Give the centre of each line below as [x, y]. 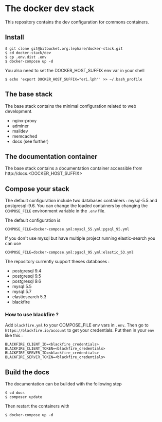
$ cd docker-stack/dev [28, 53]
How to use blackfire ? [32, 315]
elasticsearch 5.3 [29, 297]
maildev [20, 131]
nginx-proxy [24, 120]
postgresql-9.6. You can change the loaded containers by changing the [76, 206]
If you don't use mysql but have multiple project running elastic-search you [80, 238]
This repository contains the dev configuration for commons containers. [77, 22]
